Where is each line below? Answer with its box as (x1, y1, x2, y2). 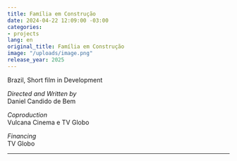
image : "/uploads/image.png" (7, 50, 93, 57)
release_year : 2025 (7, 56, 65, 64)
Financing (7, 131, 37, 140)
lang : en (7, 37, 33, 44)
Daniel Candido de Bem (7, 97, 76, 105)
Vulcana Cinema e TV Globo (7, 118, 90, 126)
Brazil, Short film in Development (7, 76, 103, 84)
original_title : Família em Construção (7, 43, 125, 50)
